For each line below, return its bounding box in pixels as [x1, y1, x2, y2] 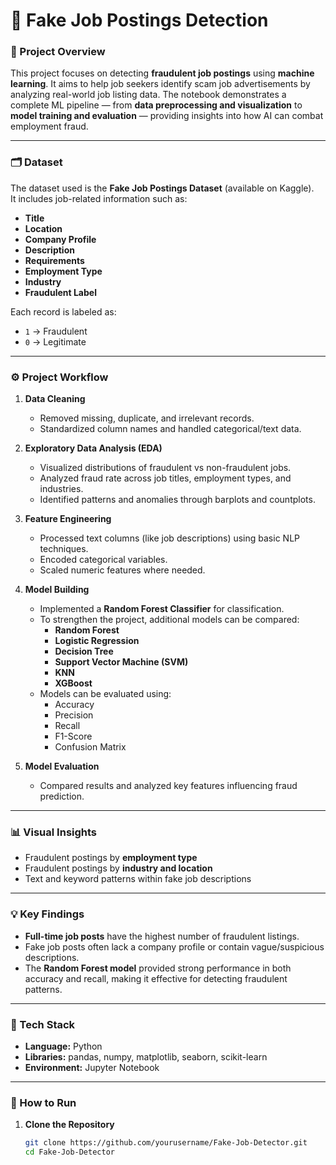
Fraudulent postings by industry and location [24, 862, 213, 874]
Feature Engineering [24, 513, 112, 525]
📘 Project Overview [10, 45, 106, 59]
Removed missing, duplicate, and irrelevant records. [39, 412, 255, 424]
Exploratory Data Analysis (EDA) [24, 442, 163, 454]
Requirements [24, 254, 85, 266]
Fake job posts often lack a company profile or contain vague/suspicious [24, 940, 325, 953]
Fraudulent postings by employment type [24, 852, 198, 864]
